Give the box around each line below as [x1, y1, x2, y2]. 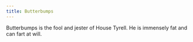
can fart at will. [6, 30, 42, 37]
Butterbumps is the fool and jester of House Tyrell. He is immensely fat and [6, 24, 188, 31]
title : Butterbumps [6, 8, 54, 14]
